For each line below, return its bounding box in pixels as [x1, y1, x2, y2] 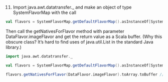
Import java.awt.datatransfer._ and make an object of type [12, 4, 132, 10]
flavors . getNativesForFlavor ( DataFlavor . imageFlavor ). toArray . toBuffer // [5, 72, 165, 77]
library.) [5, 44, 22, 50]
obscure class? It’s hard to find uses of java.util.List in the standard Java [5, 38, 154, 44]
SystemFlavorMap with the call [12, 9, 77, 15]
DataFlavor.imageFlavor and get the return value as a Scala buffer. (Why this [5, 33, 163, 39]
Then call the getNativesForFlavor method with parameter [5, 28, 125, 34]
